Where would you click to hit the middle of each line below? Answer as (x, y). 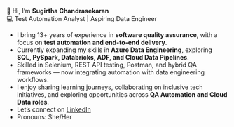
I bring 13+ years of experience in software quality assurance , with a (117, 35)
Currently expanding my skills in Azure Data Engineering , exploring (115, 50)
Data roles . (33, 102)
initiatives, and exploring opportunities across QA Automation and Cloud (122, 94)
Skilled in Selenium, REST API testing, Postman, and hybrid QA (107, 65)
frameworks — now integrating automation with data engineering (110, 72)
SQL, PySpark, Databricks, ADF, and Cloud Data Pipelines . (103, 57)
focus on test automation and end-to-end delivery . (92, 42)
